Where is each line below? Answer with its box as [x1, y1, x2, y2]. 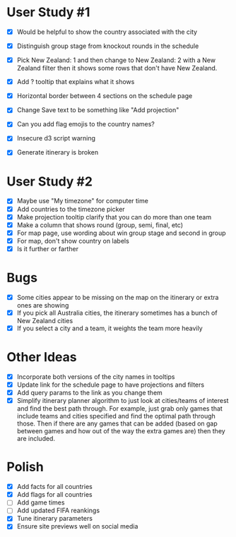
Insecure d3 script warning [16, 134, 96, 143]
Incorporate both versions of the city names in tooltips [16, 372, 175, 381]
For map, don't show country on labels [16, 236, 130, 245]
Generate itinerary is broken [16, 148, 99, 157]
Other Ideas [6, 349, 77, 366]
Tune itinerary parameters [16, 514, 93, 523]
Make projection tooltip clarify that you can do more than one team [16, 212, 212, 221]
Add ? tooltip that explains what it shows [16, 78, 135, 86]
